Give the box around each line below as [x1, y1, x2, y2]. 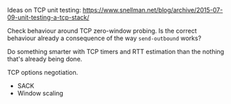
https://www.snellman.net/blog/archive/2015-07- [82, 6, 223, 14]
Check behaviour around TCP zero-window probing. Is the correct [7, 27, 197, 35]
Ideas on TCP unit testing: [7, 6, 81, 14]
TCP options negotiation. [7, 69, 79, 76]
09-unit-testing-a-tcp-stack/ [7, 13, 90, 21]
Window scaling [17, 89, 64, 97]
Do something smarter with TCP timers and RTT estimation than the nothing [7, 48, 225, 55]
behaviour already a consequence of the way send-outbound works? [7, 34, 202, 42]
